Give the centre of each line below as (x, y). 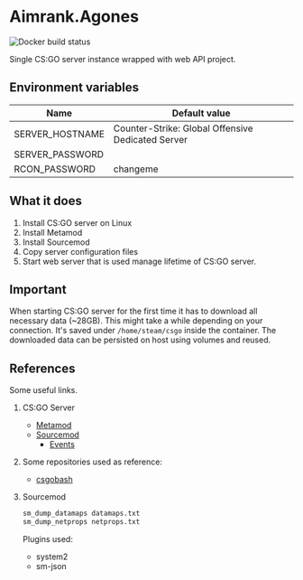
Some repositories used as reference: (92, 462)
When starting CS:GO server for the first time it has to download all (133, 311)
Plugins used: (48, 538)
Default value (202, 113)
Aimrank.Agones (74, 17)
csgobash (55, 480)
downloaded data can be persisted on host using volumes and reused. (140, 340)
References (42, 368)
